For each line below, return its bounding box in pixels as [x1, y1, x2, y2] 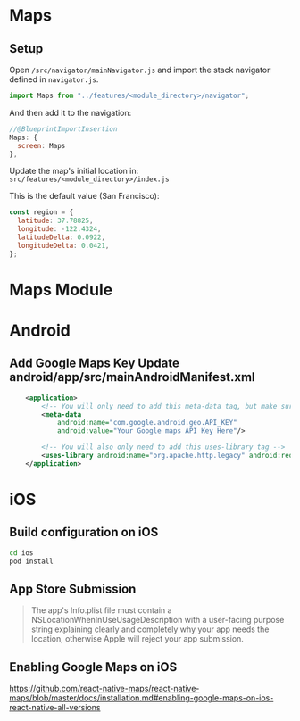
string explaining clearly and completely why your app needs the [30, 624, 270, 634]
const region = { [9, 208, 74, 217]
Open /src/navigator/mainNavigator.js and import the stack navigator [9, 64, 271, 75]
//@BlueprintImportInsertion [9, 124, 118, 134]
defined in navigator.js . [9, 74, 99, 85]
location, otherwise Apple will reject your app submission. [30, 634, 244, 644]
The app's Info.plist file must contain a [30, 605, 172, 616]
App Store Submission [9, 581, 137, 596]
